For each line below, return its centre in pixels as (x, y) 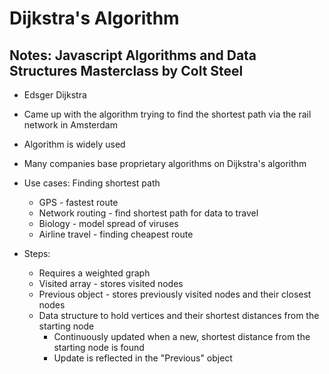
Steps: (37, 253)
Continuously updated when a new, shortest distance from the (182, 336)
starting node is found (99, 347)
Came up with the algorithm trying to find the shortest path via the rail (167, 114)
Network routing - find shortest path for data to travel (148, 213)
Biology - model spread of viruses (108, 223)
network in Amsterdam (70, 125)
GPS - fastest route (78, 202)
